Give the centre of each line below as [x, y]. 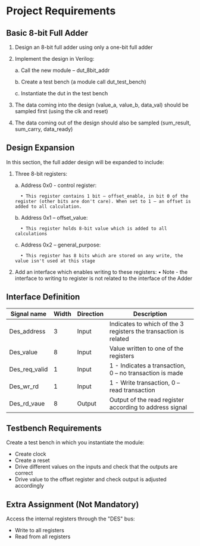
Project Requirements [61, 11]
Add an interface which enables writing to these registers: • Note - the [101, 272]
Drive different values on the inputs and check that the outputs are [96, 467]
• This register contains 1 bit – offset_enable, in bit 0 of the [104, 196]
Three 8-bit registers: [41, 173]
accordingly [29, 486]
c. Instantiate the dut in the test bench [61, 93]
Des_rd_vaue [27, 403]
